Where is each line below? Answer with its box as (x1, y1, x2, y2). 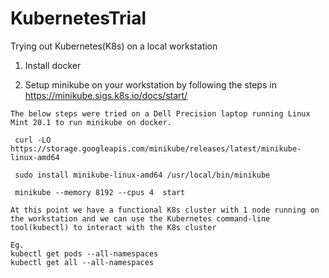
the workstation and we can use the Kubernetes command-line (10, 213, 271, 224)
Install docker (24, 59, 82, 71)
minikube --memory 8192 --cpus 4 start (14, 187, 186, 197)
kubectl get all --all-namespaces (10, 257, 155, 267)
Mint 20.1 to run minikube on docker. (10, 117, 172, 127)
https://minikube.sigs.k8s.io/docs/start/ (24, 89, 188, 101)
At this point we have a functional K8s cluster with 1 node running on (10, 205, 320, 215)
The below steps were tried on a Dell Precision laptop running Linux (10, 108, 311, 119)
